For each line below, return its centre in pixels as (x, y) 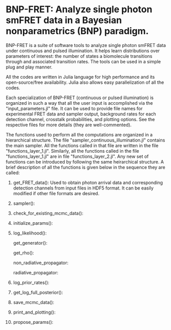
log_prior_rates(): (31, 282)
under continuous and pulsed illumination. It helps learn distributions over (83, 51)
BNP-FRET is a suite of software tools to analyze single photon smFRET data (86, 45)
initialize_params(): (33, 223)
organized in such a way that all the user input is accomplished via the (79, 103)
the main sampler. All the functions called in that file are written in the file (82, 145)
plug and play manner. (29, 67)
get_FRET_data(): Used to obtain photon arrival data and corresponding (88, 182)
